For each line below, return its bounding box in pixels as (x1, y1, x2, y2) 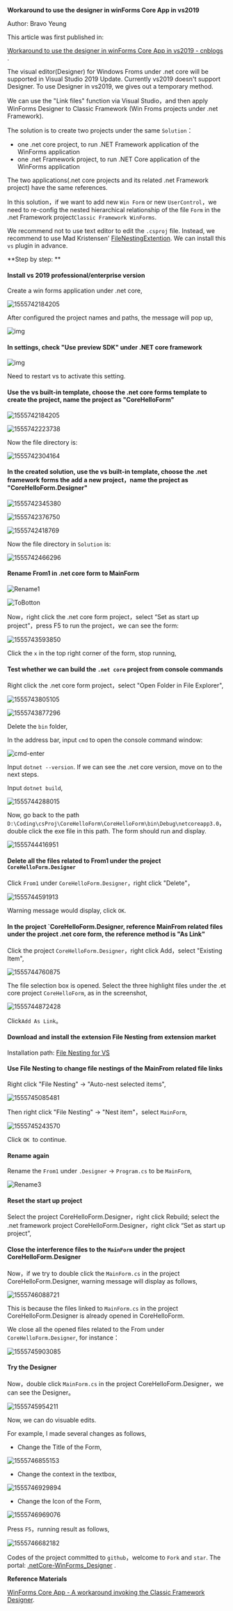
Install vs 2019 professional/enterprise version (7, 271, 145, 279)
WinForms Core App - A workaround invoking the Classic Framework (7, 1588, 205, 1596)
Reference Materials (7, 1574, 67, 1583)
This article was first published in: (7, 33, 104, 41)
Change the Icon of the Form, (17, 1497, 102, 1505)
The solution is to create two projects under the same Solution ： (7, 126, 193, 135)
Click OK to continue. (7, 1136, 67, 1144)
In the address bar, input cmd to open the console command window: (7, 736, 203, 744)
